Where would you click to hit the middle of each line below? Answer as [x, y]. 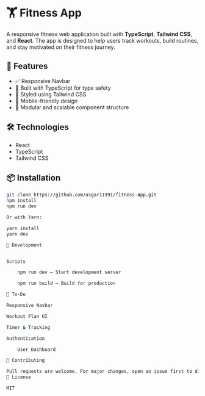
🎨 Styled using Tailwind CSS [51, 94]
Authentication [26, 338]
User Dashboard [37, 350]
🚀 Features [27, 66]
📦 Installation [34, 178]
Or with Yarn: [24, 217]
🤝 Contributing [26, 361]
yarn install [23, 228]
